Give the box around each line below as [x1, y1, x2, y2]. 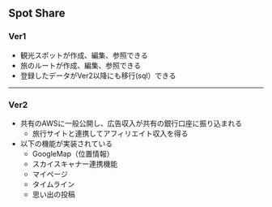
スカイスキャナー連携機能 [32, 158, 118, 169]
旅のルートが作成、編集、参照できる [19, 60, 142, 70]
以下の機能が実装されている [19, 138, 113, 149]
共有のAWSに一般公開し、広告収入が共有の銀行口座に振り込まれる [19, 118, 243, 128]
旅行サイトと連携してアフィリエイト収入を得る [32, 128, 189, 138]
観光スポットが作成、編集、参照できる [19, 50, 148, 60]
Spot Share [8, 6, 66, 20]
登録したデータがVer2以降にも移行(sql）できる [19, 71, 176, 80]
